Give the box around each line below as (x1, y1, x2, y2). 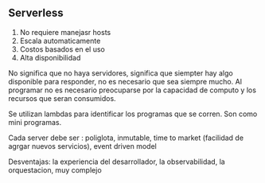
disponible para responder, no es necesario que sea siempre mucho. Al (8, 76, 243, 86)
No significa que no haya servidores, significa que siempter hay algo (8, 68, 233, 78)
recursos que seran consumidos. (8, 93, 117, 103)
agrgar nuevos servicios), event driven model (8, 141, 157, 150)
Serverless (8, 6, 64, 20)
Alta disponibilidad (19, 53, 81, 62)
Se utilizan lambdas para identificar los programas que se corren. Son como (8, 109, 258, 119)
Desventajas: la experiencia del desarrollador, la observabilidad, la (8, 157, 225, 166)
